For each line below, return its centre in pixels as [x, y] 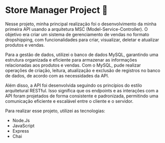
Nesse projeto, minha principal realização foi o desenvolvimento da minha [81, 24]
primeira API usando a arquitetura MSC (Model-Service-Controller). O [77, 29]
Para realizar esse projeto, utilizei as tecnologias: [55, 111]
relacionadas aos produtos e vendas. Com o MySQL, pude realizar [73, 65]
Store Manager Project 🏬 [56, 10]
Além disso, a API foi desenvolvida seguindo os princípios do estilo [74, 85]
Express [21, 131]
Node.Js [21, 120]
